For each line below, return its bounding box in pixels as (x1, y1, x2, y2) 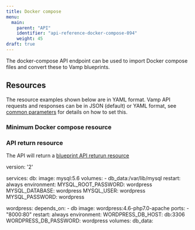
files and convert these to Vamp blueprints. (6, 63, 110, 70)
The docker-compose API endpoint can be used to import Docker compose (6, 57, 188, 64)
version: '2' (6, 163, 33, 170)
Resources (6, 80, 46, 91)
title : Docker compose (6, 8, 61, 15)
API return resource (6, 139, 63, 147)
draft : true (6, 42, 35, 47)
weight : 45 (16, 36, 43, 42)
